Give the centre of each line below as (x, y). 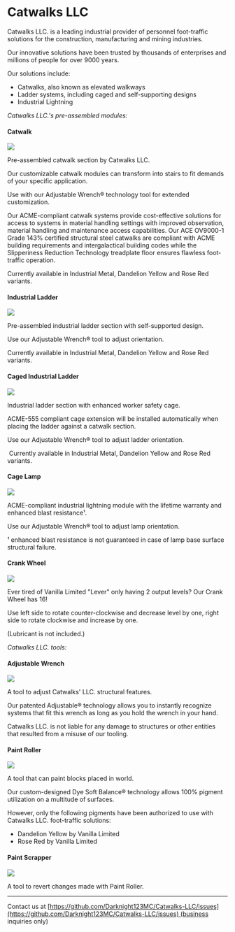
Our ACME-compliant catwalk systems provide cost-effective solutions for (114, 216)
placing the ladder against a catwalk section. (72, 426)
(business (194, 914)
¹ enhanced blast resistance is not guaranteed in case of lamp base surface (116, 540)
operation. (41, 260)
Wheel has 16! (27, 599)
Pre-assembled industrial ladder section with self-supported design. (106, 326)
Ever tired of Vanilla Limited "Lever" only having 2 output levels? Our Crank (115, 592)
